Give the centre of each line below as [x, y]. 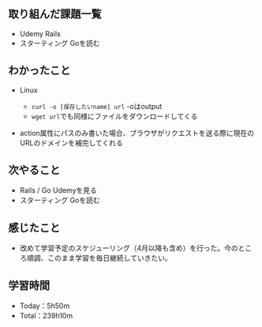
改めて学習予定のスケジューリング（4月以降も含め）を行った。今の [129, 248]
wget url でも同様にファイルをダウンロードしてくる [114, 116]
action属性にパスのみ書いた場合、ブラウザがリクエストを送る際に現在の [137, 133]
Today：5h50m [45, 306]
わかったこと [39, 71]
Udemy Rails [40, 33]
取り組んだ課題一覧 [55, 14]
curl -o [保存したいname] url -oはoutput [97, 106]
